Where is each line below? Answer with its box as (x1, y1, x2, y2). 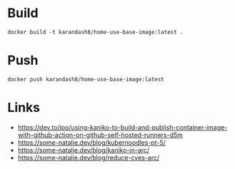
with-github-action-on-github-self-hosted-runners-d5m (17, 130, 184, 139)
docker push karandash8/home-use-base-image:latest (7, 76, 164, 83)
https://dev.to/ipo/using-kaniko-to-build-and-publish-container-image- (17, 123, 228, 131)
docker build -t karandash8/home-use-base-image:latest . (7, 29, 184, 36)
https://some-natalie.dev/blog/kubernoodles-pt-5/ (17, 138, 166, 147)
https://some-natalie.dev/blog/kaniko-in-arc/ (17, 145, 150, 154)
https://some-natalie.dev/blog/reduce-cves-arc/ (17, 153, 160, 162)
